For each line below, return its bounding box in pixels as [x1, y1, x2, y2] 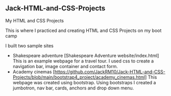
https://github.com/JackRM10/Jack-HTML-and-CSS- [54, 69, 166, 75]
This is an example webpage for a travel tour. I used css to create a [12, 58, 154, 64]
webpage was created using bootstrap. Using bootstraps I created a [12, 79, 156, 85]
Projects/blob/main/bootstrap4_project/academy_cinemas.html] [12, 74, 147, 80]
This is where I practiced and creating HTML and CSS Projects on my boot [5, 27, 162, 34]
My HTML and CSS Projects [5, 17, 64, 23]
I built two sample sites [5, 43, 54, 49]
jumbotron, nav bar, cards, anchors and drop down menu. [12, 85, 134, 91]
